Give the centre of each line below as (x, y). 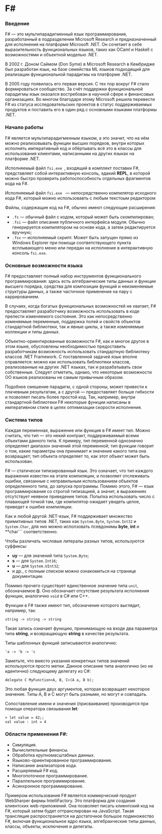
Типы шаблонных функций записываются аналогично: (61, 643)
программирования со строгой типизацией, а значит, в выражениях (76, 491)
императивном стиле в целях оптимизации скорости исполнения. (74, 408)
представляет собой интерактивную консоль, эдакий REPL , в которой (78, 173)
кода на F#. (17, 183)
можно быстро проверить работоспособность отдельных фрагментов (78, 178)
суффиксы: (16, 546)
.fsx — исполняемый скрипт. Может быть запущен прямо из (75, 237)
